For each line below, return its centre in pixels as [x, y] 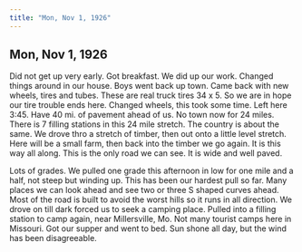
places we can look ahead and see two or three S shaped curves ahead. [144, 190]
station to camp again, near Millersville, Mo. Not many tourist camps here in [151, 219]
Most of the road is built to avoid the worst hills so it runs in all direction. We [151, 199]
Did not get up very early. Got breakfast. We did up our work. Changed [141, 76]
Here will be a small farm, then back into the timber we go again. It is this [145, 144]
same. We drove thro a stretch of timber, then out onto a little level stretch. [148, 134]
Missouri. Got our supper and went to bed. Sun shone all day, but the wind [148, 228]
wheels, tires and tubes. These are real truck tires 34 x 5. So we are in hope [151, 95]
